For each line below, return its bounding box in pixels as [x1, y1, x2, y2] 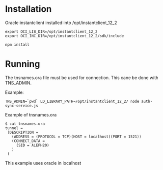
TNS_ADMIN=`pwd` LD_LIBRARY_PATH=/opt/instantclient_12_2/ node [5, 99, 139, 104]
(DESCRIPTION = [7, 130, 38, 135]
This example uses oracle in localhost [5, 160, 81, 166]
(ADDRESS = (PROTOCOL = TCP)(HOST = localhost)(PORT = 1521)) [11, 134, 141, 139]
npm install [5, 42, 29, 47]
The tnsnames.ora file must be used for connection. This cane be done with [5, 75, 159, 81]
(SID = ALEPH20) [16, 142, 50, 148]
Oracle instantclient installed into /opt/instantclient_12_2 [5, 20, 117, 26]
